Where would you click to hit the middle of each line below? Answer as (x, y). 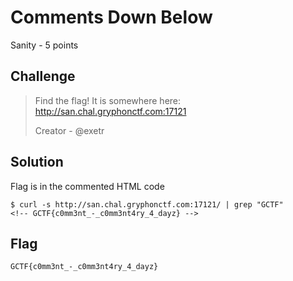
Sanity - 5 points (44, 45)
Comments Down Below (111, 17)
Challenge (43, 76)
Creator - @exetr (69, 130)
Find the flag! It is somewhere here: (108, 100)
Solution (37, 162)
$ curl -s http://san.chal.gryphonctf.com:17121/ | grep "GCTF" (147, 204)
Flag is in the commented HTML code (87, 186)
